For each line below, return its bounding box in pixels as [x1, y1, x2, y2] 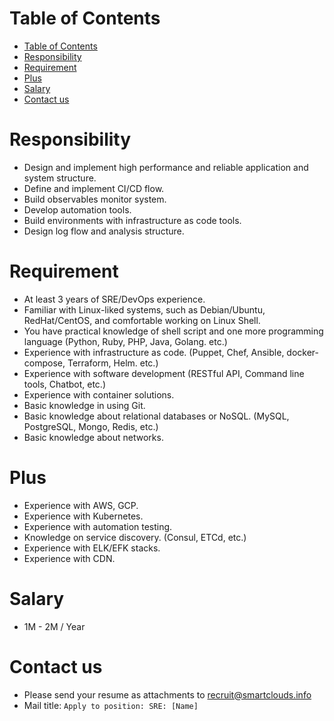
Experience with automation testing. [23, 520, 173, 532]
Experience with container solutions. [23, 388, 175, 401]
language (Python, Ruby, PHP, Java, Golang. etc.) [23, 335, 228, 347]
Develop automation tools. [23, 203, 132, 216]
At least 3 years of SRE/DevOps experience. [23, 293, 206, 305]
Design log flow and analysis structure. [23, 225, 185, 237]
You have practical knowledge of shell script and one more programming [23, 325, 324, 337]
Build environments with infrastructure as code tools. [23, 214, 242, 226]
